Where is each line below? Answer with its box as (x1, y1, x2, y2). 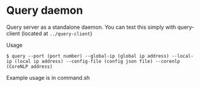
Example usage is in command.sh (6, 74, 90, 81)
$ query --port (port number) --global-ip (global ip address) (6, 53, 170, 59)
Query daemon (6, 4, 83, 17)
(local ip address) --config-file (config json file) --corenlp (14, 58, 181, 64)
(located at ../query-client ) (21, 29, 93, 37)
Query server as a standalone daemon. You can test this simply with (6, 23, 176, 31)
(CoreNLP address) (6, 64, 53, 70)
